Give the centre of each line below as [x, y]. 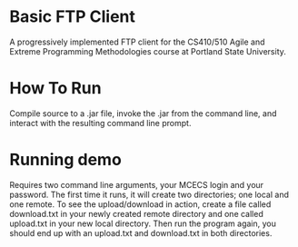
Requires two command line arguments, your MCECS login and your [137, 184]
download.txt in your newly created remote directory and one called [136, 213]
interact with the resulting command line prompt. [100, 123]
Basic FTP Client [73, 17]
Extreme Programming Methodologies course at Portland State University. [148, 51]
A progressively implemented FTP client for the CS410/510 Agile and [137, 42]
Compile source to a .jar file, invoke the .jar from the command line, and [143, 113]
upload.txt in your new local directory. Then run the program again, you [143, 223]
